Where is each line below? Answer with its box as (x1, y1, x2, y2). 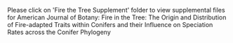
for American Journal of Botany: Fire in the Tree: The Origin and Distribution (7, 13, 227, 21)
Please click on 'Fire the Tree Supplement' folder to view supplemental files (7, 6, 226, 14)
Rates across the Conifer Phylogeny (7, 28, 111, 36)
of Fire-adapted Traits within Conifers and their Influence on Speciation (7, 21, 213, 28)
